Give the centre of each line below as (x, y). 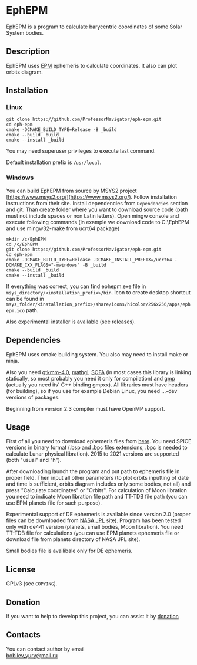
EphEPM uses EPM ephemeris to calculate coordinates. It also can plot (92, 65)
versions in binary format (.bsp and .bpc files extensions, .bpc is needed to (97, 448)
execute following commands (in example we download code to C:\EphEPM (98, 222)
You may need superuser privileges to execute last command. (81, 151)
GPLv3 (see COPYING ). (32, 584)
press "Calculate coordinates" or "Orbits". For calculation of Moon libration (96, 490)
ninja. (13, 361)
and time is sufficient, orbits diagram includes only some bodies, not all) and (98, 484)
